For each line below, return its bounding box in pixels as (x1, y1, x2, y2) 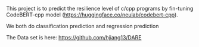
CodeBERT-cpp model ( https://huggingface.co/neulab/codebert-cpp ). (6, 11, 179, 18)
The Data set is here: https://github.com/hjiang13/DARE (6, 34, 142, 41)
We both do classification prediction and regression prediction (6, 23, 159, 29)
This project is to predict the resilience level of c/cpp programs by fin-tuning (6, 5, 194, 12)
